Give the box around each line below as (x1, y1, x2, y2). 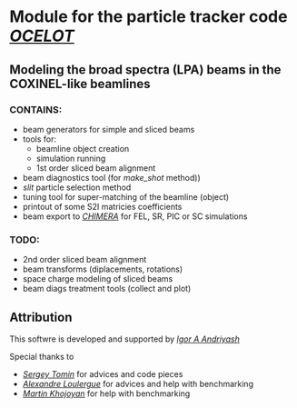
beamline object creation (35, 143, 130, 154)
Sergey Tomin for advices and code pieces (22, 368, 183, 379)
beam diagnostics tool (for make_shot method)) (22, 172, 202, 183)
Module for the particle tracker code (9, 6, 288, 27)
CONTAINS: (9, 103, 63, 115)
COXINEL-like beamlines (9, 75, 152, 92)
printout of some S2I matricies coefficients (22, 201, 183, 212)
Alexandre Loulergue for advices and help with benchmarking (22, 378, 254, 389)
